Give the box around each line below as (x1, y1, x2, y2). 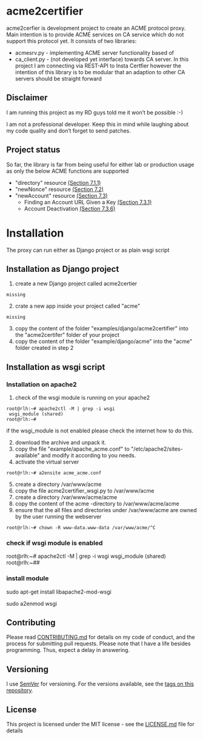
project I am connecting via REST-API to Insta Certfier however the (15, 62, 182, 69)
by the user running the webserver (15, 513, 102, 520)
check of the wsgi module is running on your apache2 (15, 394, 150, 401)
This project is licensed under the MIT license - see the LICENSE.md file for (6, 721, 195, 728)
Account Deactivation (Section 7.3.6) (24, 205, 116, 212)
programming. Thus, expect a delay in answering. (6, 647, 130, 654)
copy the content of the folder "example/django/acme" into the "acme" (15, 338, 193, 345)
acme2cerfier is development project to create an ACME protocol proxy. (6, 24, 186, 32)
